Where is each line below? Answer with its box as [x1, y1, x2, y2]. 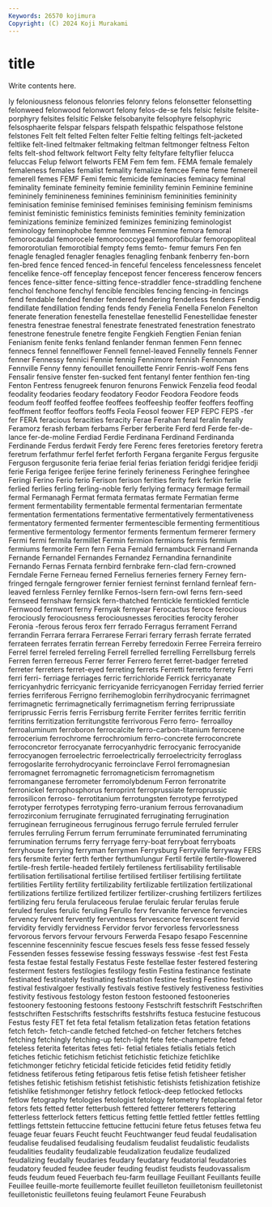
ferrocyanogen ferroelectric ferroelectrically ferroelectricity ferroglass [8, 751, 242, 761]
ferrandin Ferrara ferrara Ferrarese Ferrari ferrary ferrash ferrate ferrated [8, 630, 252, 640]
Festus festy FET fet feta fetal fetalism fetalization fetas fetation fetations [8, 1017, 251, 1027]
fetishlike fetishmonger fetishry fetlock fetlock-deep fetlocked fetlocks [8, 1086, 243, 1096]
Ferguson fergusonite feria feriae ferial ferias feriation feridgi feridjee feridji [8, 458, 259, 468]
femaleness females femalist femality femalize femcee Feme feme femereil [8, 165, 257, 175]
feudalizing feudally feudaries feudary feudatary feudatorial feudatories [8, 1155, 247, 1165]
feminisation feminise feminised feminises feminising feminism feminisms [8, 200, 253, 210]
